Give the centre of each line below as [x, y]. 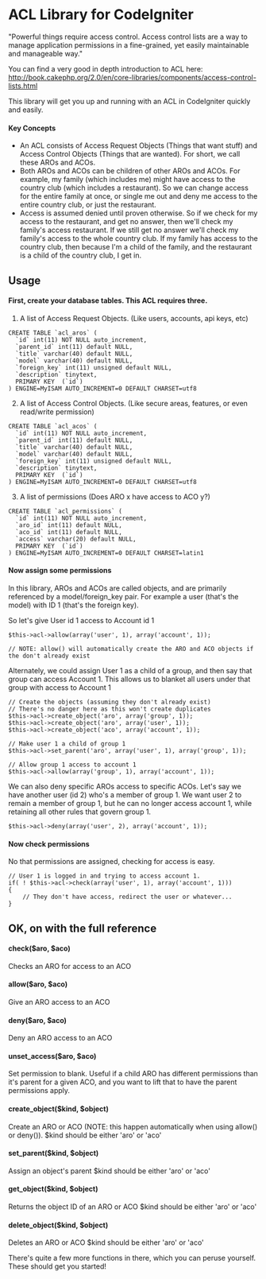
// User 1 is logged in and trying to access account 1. [104, 876]
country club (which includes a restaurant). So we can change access [134, 188]
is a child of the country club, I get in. [81, 255]
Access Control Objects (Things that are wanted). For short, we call [130, 154]
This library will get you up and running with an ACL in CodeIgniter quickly [129, 101]
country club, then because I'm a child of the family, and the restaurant [136, 247]
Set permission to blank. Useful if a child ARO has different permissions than [133, 1074]
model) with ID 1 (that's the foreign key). [73, 605]
